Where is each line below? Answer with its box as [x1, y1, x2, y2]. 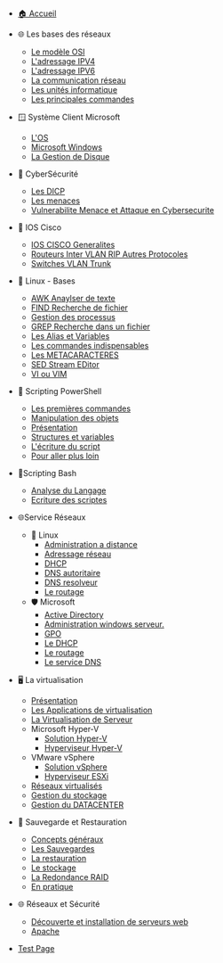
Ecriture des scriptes [30, 495, 108, 505]
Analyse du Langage [30, 485, 107, 496]
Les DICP [30, 186, 66, 196]
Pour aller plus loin [30, 450, 100, 461]
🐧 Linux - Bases [17, 276, 76, 286]
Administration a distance [44, 539, 138, 549]
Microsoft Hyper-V [30, 724, 100, 734]
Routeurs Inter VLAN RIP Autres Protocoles [30, 249, 188, 259]
